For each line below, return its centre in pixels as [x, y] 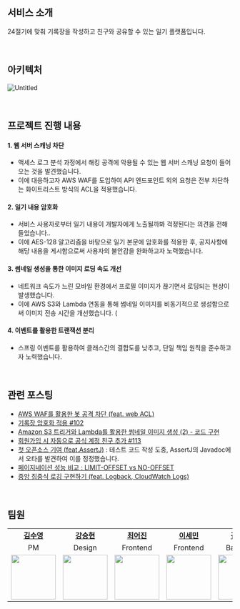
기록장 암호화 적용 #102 [51, 422]
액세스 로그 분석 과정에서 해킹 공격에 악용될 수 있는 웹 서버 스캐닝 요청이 [117, 162]
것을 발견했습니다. [56, 172]
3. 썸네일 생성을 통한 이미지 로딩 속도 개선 [65, 269]
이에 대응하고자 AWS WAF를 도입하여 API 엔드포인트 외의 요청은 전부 [114, 180]
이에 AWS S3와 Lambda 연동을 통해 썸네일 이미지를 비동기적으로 [108, 304]
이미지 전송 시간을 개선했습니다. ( [71, 312]
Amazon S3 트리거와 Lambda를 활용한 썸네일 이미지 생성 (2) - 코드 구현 [119, 432]
